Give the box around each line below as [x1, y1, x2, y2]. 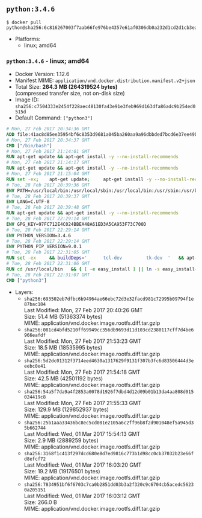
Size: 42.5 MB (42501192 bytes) [23, 374, 103, 382]
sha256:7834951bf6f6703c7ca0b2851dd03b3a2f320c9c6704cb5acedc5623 [23, 481, 194, 488]
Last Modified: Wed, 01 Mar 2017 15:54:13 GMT [23, 430, 141, 437]
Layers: [14, 288, 34, 295]
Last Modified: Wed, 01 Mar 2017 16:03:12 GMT [23, 492, 141, 499]
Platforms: [14, 35, 41, 42]
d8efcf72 [23, 456, 46, 462]
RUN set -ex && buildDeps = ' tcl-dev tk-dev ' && [6, 255, 185, 261]
